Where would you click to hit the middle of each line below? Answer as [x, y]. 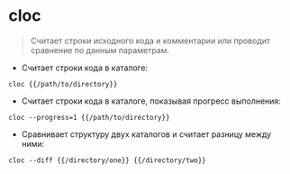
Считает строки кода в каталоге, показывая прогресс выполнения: [151, 101]
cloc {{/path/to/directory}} [63, 84]
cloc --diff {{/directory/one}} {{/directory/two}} [107, 160]
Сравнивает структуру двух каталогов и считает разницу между [146, 134]
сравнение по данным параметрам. [100, 50]
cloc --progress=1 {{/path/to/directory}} [89, 117]
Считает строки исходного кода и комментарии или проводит [150, 41]
